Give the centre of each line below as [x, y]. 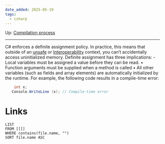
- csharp [18, 19]
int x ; [21, 87]
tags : [11, 14]
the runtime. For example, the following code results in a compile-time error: [82, 78]
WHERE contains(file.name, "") [37, 133]
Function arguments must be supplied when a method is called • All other [79, 68]
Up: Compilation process [30, 33]
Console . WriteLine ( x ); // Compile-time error [60, 92]
